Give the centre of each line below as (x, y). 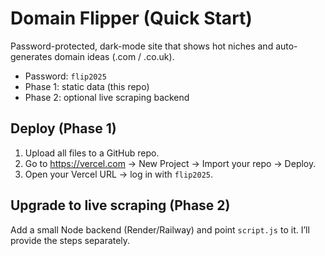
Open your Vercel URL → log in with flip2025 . (119, 174)
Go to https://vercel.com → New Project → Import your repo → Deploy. (170, 163)
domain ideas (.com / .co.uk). (114, 56)
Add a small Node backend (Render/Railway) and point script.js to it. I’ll (160, 229)
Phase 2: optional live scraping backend (107, 97)
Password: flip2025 (65, 76)
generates (31, 56)
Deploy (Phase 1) (63, 128)
